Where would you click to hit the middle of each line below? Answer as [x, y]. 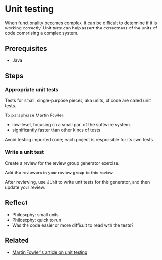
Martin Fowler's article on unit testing [50, 252]
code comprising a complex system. [42, 33]
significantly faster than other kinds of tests [56, 130]
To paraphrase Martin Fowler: [35, 115]
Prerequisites [26, 48]
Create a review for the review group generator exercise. [62, 163]
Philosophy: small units [35, 214]
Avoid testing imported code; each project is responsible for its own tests [79, 140]
